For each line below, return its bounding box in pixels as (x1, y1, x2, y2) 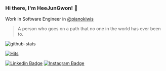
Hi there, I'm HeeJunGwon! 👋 (5, 5, 78, 12)
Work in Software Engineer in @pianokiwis (5, 16, 94, 22)
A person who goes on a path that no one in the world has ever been (17, 26, 161, 32)
